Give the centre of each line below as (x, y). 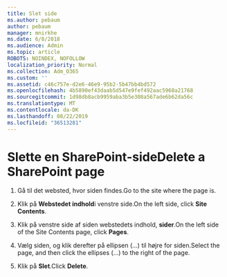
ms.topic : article (34, 52)
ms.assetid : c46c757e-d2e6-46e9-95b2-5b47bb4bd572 (82, 84)
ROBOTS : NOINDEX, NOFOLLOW (46, 59)
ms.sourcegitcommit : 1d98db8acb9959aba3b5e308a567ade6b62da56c (100, 97)
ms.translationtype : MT (42, 104)
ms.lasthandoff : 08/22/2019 (48, 116)
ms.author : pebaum (34, 20)
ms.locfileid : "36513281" (44, 123)
